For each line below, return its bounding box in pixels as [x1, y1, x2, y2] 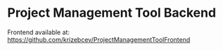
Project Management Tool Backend [7, 5, 217, 21]
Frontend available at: [7, 28, 70, 36]
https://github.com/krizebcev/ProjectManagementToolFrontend [7, 35, 191, 43]
